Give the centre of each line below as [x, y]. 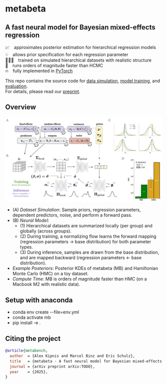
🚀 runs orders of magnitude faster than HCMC [54, 65]
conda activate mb [31, 317]
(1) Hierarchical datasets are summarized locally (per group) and [86, 226]
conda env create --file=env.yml [45, 312]
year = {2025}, [29, 372]
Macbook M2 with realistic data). [46, 284]
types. [26, 247]
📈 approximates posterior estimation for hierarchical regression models [81, 47]
